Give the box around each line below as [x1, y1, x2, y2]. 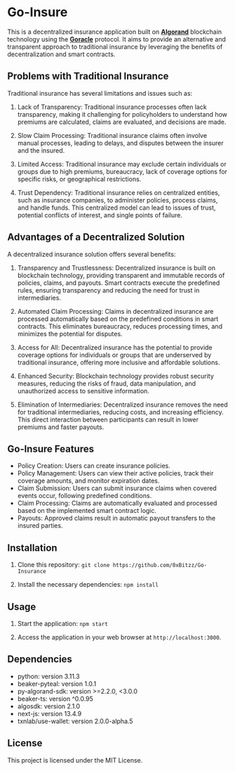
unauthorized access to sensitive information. [17, 386, 149, 395]
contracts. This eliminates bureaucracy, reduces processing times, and [17, 321, 223, 331]
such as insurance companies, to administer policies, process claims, [17, 196, 218, 204]
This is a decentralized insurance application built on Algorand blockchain [7, 27, 222, 36]
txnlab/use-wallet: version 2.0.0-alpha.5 [17, 717, 133, 725]
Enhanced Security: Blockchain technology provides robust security [17, 371, 214, 380]
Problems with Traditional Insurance [7, 70, 169, 82]
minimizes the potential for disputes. [17, 329, 123, 338]
